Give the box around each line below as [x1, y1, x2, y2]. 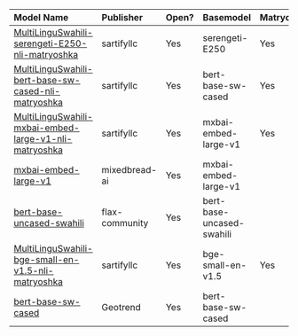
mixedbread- [101, 164, 158, 176]
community [101, 217, 149, 229]
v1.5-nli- [13, 265, 54, 277]
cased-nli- [13, 85, 60, 97]
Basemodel [202, 12, 251, 23]
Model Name [13, 12, 69, 23]
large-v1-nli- [13, 133, 73, 145]
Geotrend [101, 301, 142, 313]
